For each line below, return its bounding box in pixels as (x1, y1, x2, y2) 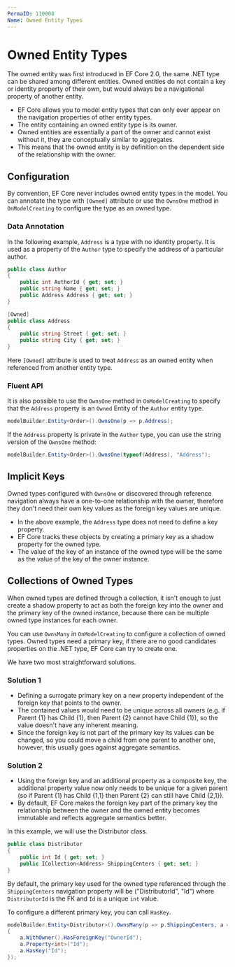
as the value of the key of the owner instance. (17, 554, 150, 563)
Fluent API (7, 380, 43, 390)
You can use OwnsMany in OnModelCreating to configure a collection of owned (7, 629, 226, 638)
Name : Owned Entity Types (7, 17, 83, 24)
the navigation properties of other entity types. (17, 113, 152, 122)
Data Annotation (7, 222, 64, 231)
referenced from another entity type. (7, 364, 113, 372)
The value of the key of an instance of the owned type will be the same (17, 547, 222, 556)
